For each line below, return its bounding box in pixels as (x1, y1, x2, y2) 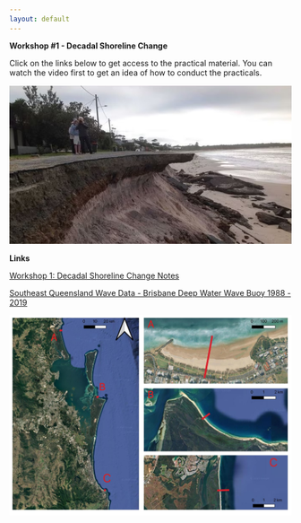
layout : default (9, 14, 70, 23)
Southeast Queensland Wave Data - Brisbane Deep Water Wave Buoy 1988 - (9, 288, 291, 299)
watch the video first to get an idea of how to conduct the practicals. (9, 67, 262, 78)
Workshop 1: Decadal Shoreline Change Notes (9, 270, 180, 282)
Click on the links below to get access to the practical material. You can (9, 57, 273, 68)
